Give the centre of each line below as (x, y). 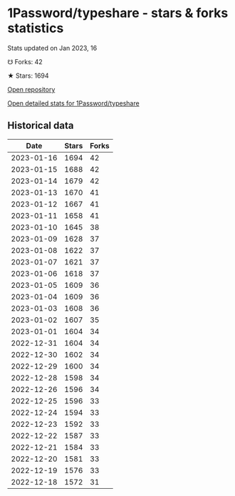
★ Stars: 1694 (28, 76)
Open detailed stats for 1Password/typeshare (74, 103)
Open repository (31, 89)
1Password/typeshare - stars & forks (118, 13)
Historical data (41, 126)
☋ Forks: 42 (25, 61)
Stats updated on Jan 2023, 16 (52, 48)
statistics (36, 28)
